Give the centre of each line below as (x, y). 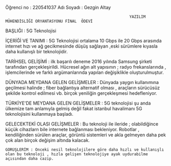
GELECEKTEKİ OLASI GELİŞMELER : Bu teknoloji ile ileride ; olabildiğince (82, 124)
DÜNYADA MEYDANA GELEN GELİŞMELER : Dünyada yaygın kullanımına (82, 82)
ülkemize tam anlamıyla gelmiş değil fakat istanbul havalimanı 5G (74, 109)
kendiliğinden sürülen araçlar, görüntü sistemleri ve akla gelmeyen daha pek (85, 135)
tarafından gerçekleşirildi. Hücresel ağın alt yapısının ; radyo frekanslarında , (86, 67)
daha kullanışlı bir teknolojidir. (36, 51)
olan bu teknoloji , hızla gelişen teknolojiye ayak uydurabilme (77, 154)
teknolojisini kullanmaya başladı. (39, 114)
